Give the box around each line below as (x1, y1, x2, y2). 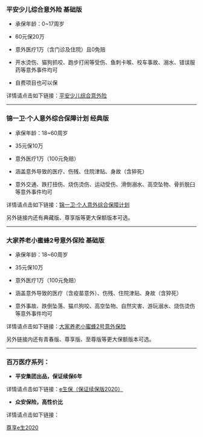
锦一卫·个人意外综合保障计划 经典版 (6, 114, 109, 123)
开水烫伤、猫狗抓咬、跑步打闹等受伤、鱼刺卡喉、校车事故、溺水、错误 (14, 59, 190, 66)
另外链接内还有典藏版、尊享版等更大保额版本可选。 (6, 213, 134, 221)
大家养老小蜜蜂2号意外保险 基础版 (6, 236, 105, 244)
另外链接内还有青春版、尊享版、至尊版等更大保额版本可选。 (6, 335, 155, 343)
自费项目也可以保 (14, 79, 58, 86)
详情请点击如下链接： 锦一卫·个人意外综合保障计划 (6, 201, 130, 208)
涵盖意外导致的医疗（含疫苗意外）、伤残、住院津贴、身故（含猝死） (14, 289, 182, 297)
